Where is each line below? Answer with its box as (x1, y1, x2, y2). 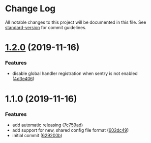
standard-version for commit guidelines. (5, 24, 87, 30)
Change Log (5, 3, 56, 14)
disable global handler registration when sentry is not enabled (12, 71, 138, 76)
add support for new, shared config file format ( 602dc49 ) (12, 127, 129, 133)
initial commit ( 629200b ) (12, 132, 62, 138)
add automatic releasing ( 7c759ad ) (12, 122, 83, 128)
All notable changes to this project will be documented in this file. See (5, 19, 147, 25)
